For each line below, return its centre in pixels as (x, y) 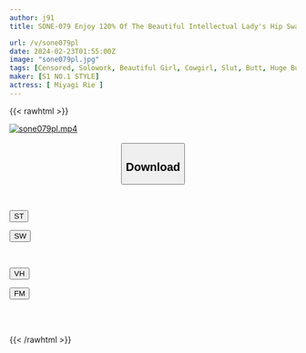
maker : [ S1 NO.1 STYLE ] (55, 77)
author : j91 (32, 18)
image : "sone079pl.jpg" (55, 60)
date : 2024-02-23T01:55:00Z (63, 51)
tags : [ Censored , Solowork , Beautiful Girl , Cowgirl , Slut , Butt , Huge (148, 68)
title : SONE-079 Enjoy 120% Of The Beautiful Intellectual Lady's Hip (146, 26)
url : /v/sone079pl (44, 43)
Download (153, 167)
